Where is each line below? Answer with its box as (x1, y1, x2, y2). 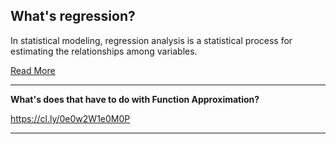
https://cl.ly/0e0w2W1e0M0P (10, 112, 131, 124)
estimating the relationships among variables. (10, 45, 198, 57)
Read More (10, 64, 56, 76)
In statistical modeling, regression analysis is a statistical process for (10, 34, 293, 46)
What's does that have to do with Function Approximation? (10, 93, 260, 105)
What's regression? (10, 8, 136, 25)
